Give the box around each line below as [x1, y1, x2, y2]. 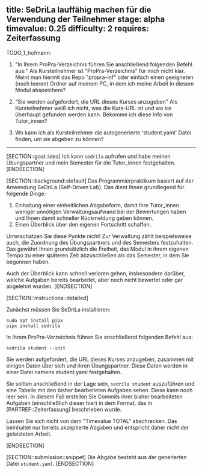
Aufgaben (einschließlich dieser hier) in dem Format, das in [6, 399, 153, 406]
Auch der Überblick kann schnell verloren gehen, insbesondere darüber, [6, 269, 185, 277]
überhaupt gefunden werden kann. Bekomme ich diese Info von [14, 111, 173, 118]
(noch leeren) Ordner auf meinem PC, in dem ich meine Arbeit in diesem [14, 80, 194, 87]
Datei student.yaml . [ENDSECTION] [6, 460, 94, 467]
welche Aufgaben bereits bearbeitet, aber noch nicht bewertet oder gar [6, 276, 183, 283]
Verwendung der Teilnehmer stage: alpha [6, 14, 165, 25]
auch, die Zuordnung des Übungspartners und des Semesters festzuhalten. [6, 239, 194, 246]
